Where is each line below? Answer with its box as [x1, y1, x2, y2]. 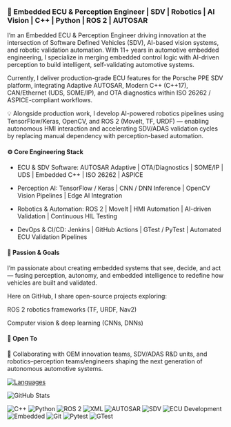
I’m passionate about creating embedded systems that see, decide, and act [7, 263, 221, 272]
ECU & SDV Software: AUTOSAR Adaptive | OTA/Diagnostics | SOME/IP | [17, 163, 224, 171]
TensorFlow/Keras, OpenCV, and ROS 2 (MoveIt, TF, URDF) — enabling [7, 117, 209, 126]
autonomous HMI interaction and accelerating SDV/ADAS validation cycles [7, 124, 219, 133]
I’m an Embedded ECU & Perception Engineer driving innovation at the [7, 31, 207, 39]
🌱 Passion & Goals [7, 249, 60, 257]
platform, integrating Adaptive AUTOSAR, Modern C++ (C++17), [7, 82, 188, 90]
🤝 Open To [7, 334, 38, 343]
